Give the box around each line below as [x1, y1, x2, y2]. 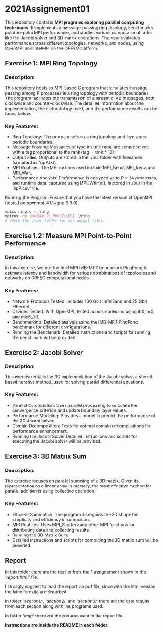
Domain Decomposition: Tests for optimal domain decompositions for [12, 423, 151, 429]
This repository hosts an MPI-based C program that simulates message [5, 85, 148, 91]
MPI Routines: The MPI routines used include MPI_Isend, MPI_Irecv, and [12, 164, 156, 170]
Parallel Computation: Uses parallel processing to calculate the [12, 402, 138, 408]
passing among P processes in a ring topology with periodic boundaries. [5, 90, 150, 96]
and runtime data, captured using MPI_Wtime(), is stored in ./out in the [12, 180, 153, 186]
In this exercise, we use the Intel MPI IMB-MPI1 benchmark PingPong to [5, 265, 148, 271]
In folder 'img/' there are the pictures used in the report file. [5, 613, 124, 619]
